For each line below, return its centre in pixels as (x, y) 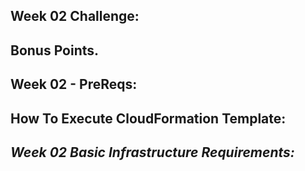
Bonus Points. (55, 50)
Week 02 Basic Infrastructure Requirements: (152, 152)
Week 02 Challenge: (75, 16)
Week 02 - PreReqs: (74, 84)
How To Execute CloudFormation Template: (148, 118)
